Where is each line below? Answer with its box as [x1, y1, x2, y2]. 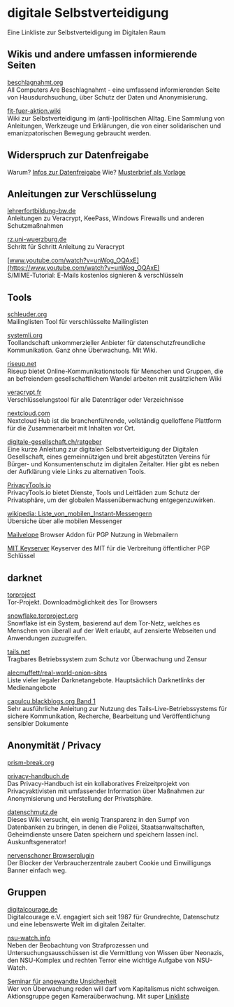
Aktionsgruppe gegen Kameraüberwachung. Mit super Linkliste [7, 992, 190, 1000]
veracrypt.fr [7, 388, 42, 397]
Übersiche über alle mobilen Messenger [7, 517, 122, 525]
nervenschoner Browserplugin [7, 851, 94, 860]
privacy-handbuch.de [7, 771, 70, 780]
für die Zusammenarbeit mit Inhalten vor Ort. [7, 424, 136, 433]
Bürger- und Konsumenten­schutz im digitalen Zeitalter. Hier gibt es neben [7, 460, 219, 468]
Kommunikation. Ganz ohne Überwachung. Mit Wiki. [7, 346, 158, 355]
